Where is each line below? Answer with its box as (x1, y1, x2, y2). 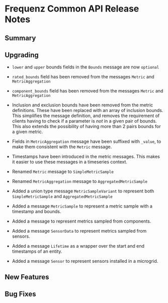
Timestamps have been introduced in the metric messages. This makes (12, 154, 160, 160)
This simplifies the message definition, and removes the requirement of (12, 113, 160, 119)
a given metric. (12, 129, 43, 135)
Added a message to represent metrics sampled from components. (12, 218, 151, 224)
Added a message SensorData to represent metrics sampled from (12, 228, 147, 234)
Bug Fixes (5, 290, 36, 298)
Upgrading (5, 51, 39, 59)
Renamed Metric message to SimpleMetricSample (12, 169, 114, 175)
